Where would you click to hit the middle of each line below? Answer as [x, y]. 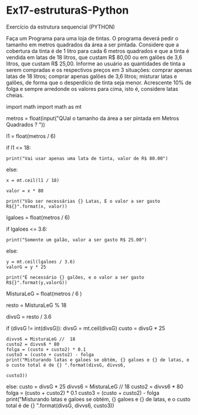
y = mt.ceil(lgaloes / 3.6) [41, 262]
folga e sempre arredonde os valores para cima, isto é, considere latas [92, 89]
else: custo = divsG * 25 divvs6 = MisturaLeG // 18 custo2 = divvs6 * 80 [95, 386]
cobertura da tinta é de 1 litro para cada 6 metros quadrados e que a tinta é [98, 51]
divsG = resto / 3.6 [29, 316]
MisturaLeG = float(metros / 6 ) [44, 293]
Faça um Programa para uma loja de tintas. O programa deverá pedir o [92, 38]
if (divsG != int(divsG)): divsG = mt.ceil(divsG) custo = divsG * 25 [86, 328]
